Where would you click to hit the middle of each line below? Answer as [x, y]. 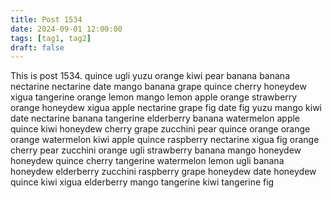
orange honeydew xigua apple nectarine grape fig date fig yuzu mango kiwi [166, 108]
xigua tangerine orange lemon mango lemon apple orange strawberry [154, 97]
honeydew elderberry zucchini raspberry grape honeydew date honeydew [163, 172]
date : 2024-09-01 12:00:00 [66, 29]
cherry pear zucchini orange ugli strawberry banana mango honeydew [156, 150]
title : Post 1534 [46, 19]
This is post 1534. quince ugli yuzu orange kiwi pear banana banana [150, 76]
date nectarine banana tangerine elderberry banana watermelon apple [155, 118]
